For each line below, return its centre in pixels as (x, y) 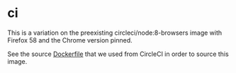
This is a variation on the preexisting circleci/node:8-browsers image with (115, 33)
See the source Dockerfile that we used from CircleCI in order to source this (118, 54)
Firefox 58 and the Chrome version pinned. (70, 40)
